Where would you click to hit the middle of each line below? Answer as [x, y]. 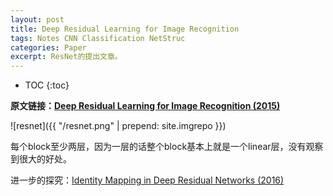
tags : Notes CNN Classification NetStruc [98, 38]
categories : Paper [48, 47]
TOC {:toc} [47, 85]
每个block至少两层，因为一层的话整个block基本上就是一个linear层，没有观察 [167, 147]
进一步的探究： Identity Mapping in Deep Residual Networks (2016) [147, 180]
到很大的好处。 [41, 159]
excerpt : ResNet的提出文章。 [66, 57]
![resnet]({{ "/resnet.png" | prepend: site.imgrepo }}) [118, 126]
